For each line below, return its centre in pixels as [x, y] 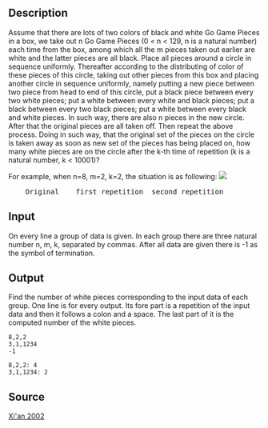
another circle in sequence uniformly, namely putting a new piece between [131, 83]
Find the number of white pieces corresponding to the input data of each [128, 297]
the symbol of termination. [52, 253]
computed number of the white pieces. [72, 322]
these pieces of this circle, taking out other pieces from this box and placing [134, 74]
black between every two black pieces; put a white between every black [127, 109]
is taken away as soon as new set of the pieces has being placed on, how [129, 142]
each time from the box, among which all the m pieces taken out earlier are [132, 49]
